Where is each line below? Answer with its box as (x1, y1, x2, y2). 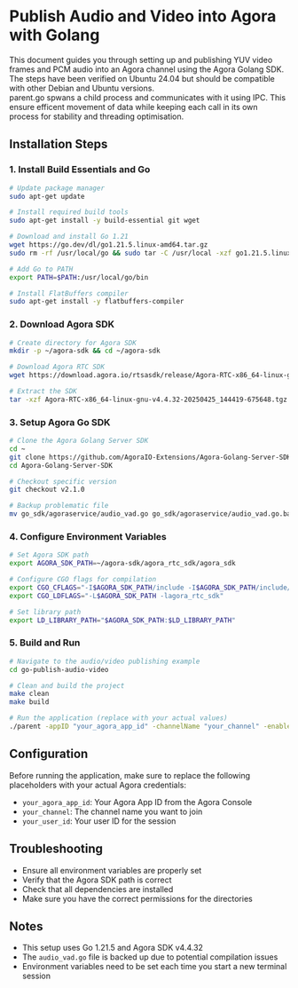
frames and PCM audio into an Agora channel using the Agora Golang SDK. (9, 64, 285, 75)
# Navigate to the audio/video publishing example (9, 657, 200, 666)
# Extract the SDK (9, 387, 77, 396)
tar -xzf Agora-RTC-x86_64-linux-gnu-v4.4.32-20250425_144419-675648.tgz (9, 395, 288, 404)
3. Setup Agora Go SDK (9, 415, 111, 428)
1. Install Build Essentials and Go (9, 163, 151, 176)
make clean (9, 690, 50, 699)
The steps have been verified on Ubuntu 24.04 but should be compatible (9, 73, 275, 83)
